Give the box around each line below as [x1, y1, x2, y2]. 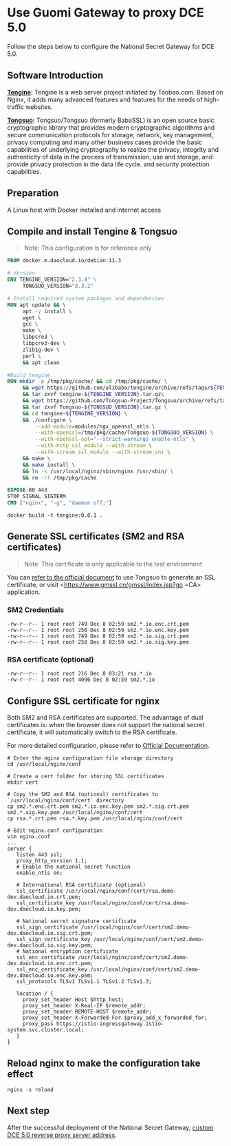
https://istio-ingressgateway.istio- [56, 1020, 165, 1027]
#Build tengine [7, 371, 51, 379]
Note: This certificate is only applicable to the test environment [23, 560, 203, 568]
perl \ [22, 353, 41, 359]
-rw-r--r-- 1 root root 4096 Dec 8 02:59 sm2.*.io [7, 676, 155, 684]
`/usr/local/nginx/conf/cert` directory [7, 797, 125, 804]
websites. [25, 102, 53, 111]
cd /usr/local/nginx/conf [7, 761, 81, 768]
